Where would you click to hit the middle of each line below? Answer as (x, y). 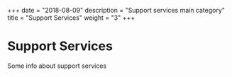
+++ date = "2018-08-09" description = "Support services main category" (116, 10)
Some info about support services (57, 66)
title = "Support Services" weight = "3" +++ (71, 18)
